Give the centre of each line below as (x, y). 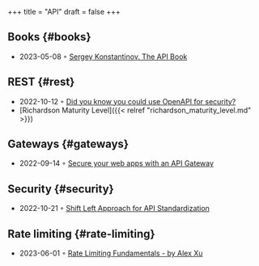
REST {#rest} (41, 82)
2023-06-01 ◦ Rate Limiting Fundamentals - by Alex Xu (111, 253)
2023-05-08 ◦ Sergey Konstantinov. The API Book (103, 57)
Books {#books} (49, 37)
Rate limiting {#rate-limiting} (81, 234)
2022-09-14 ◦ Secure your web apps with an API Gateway (117, 163)
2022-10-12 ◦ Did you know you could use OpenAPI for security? (127, 101)
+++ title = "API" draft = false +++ (64, 12)
